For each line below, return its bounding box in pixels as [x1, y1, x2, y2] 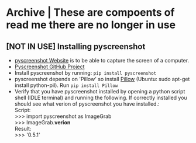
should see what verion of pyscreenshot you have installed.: [14, 100, 160, 107]
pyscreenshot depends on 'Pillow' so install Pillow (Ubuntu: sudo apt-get [14, 76, 190, 82]
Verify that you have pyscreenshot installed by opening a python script [14, 88, 185, 95]
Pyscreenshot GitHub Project [14, 63, 85, 70]
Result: [14, 125, 32, 132]
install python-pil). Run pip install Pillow [14, 82, 118, 89]
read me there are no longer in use [6, 18, 176, 32]
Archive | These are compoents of [6, 6, 175, 19]
